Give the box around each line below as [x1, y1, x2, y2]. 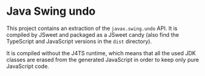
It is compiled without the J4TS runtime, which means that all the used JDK [6, 49, 196, 56]
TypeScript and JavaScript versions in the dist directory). [6, 37, 152, 45]
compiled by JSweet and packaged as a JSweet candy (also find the [6, 31, 179, 38]
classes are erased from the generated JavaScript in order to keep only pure [6, 56, 199, 63]
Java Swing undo [6, 4, 96, 18]
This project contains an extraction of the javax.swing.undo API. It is [6, 25, 177, 32]
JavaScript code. [6, 63, 50, 70]
